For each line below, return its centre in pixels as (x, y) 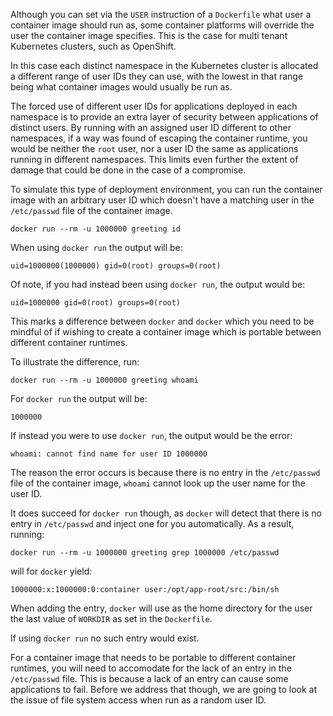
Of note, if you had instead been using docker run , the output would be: (158, 284)
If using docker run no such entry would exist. (105, 638)
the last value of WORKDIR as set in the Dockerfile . (111, 618)
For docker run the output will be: (79, 398)
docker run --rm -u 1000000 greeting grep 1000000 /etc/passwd (145, 553)
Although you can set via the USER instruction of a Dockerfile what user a (161, 14)
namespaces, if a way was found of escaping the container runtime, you (159, 138)
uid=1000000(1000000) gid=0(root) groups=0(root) (116, 266)
